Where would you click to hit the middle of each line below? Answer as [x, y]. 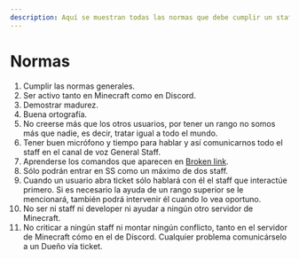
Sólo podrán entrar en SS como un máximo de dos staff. [126, 170]
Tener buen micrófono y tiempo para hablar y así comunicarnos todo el [153, 142]
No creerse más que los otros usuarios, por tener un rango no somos [149, 123]
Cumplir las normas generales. [79, 86]
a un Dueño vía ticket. [63, 246]
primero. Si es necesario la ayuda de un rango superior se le [133, 189]
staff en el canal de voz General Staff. [91, 152]
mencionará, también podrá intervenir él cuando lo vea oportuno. [142, 199]
